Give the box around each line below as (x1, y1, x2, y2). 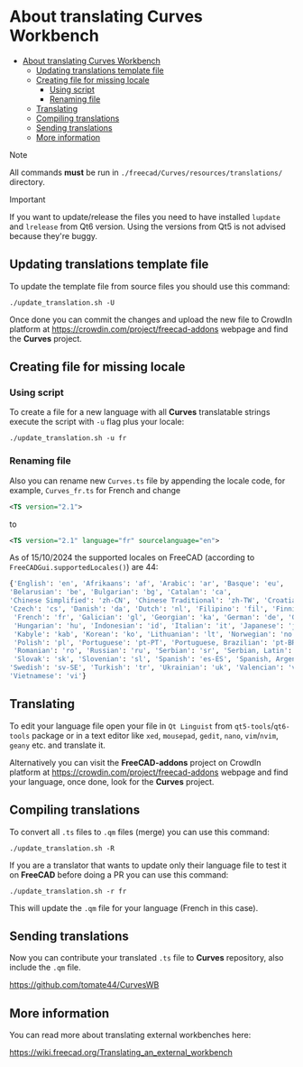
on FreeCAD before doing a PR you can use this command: (9, 869, 229, 880)
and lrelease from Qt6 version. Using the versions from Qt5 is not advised (9, 221, 286, 232)
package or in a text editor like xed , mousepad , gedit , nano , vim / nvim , (31, 730, 280, 740)
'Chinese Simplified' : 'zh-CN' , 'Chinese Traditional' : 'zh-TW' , (9, 596, 260, 605)
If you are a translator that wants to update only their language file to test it (9, 860, 287, 870)
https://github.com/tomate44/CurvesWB (9, 980, 160, 990)
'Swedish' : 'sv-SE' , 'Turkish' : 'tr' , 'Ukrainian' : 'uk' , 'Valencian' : (9, 663, 284, 673)
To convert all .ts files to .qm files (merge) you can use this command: (9, 826, 271, 837)
